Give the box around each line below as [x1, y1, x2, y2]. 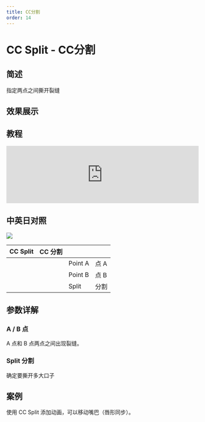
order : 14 [6, 15, 32, 21]
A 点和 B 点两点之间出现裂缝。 [6, 340, 82, 347]
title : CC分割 [6, 9, 41, 15]
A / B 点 [6, 325, 29, 333]
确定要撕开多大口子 [6, 371, 55, 379]
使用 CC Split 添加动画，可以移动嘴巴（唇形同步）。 [6, 409, 134, 416]
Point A [68, 259, 90, 267]
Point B [68, 270, 90, 279]
